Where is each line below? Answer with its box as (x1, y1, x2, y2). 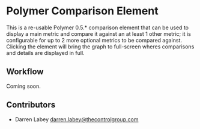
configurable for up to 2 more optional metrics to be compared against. (6, 36, 182, 44)
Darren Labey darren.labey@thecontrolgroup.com (14, 115, 139, 123)
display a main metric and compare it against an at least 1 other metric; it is (6, 30, 191, 37)
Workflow (6, 67, 44, 77)
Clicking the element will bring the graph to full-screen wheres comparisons (6, 43, 195, 50)
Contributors (6, 100, 56, 110)
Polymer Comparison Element (6, 4, 159, 18)
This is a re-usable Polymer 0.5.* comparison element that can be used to (6, 24, 189, 31)
